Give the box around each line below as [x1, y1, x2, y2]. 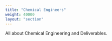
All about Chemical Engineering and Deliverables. [5, 30, 107, 36]
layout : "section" [5, 16, 44, 21]
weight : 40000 [5, 12, 35, 17]
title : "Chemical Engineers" [5, 7, 66, 12]
